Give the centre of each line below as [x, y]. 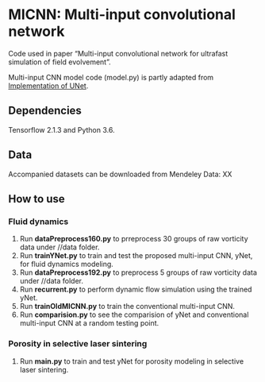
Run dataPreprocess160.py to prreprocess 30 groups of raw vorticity [134, 239]
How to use [36, 199]
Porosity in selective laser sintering [78, 344]
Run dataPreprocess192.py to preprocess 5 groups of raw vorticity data [138, 272]
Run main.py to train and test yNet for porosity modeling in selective [132, 361]
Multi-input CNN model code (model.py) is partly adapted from [111, 77]
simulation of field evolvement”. [60, 62]
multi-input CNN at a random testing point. [89, 323]
